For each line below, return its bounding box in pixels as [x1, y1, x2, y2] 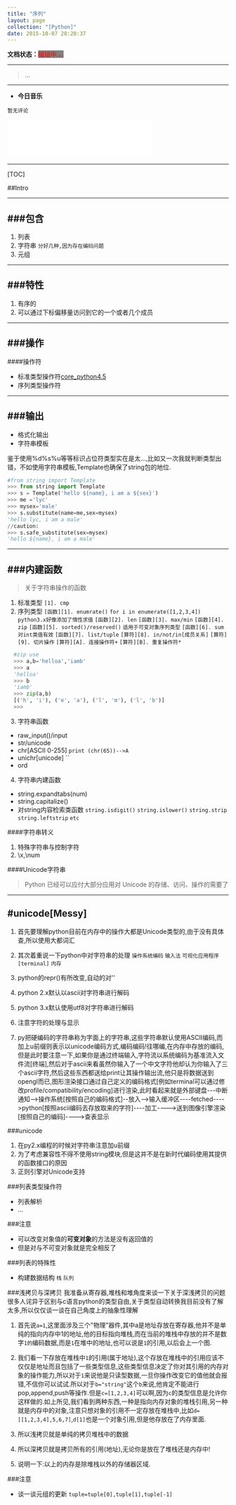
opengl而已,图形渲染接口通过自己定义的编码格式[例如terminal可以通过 [17, 1077, 219, 1086]
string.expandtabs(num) [17, 789, 88, 798]
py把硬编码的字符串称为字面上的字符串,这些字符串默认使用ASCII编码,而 [17, 1033, 223, 1041]
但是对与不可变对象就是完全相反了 [17, 1243, 117, 1252]
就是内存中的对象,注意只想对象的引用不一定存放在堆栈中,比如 [17, 1406, 194, 1414]
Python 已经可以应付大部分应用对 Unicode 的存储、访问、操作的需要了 [24, 880, 229, 889]
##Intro [7, 184, 29, 192]
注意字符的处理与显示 [17, 1018, 79, 1027]
